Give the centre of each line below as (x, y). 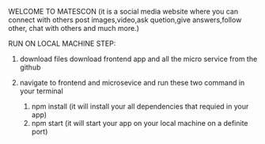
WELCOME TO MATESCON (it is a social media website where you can (123, 11)
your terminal (41, 91)
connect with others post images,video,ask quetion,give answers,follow (125, 20)
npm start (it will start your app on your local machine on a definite (140, 123)
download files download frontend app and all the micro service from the (138, 59)
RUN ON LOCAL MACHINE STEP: (62, 44)
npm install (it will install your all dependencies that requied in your (140, 106)
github (30, 67)
